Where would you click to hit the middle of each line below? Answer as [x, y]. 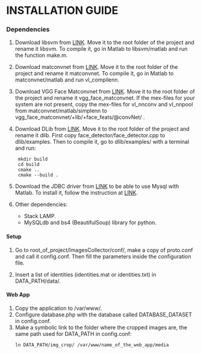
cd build [29, 165]
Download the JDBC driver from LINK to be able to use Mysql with [97, 186]
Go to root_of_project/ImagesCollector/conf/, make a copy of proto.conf [104, 250]
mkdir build [33, 159]
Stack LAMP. [40, 216]
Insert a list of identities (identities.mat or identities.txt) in [85, 274]
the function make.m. [41, 56]
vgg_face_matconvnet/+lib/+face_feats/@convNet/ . [80, 117]
